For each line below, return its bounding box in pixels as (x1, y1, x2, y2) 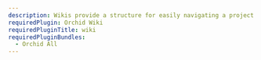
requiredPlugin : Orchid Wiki (8, 19, 103, 26)
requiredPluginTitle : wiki (8, 26, 96, 34)
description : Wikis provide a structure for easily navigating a (8, 11, 226, 19)
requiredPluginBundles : (8, 33, 86, 41)
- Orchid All (15, 41, 58, 48)
